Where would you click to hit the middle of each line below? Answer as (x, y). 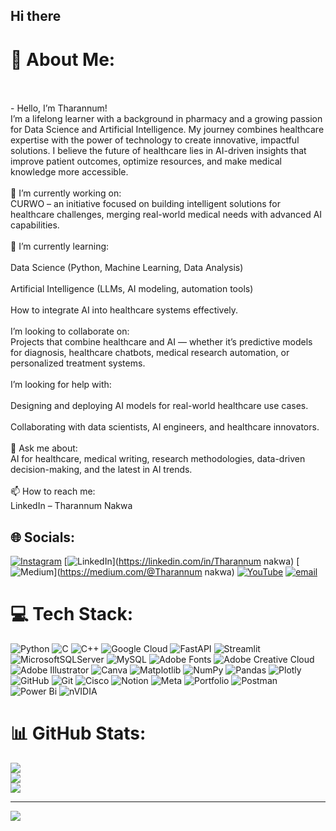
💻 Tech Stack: (72, 614)
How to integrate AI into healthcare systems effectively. (124, 310)
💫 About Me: (63, 59)
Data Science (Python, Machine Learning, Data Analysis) (127, 268)
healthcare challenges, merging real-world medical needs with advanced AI (166, 215)
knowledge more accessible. (69, 172)
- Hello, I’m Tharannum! (59, 108)
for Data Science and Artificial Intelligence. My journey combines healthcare (167, 130)
